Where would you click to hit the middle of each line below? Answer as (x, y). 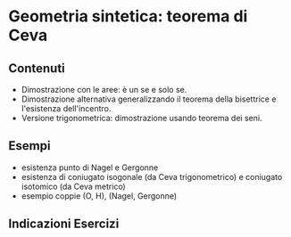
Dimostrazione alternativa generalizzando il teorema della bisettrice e (149, 99)
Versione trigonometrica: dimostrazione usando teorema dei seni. (141, 118)
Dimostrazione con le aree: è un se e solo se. (104, 90)
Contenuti (37, 68)
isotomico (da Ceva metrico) (73, 186)
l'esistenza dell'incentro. (66, 108)
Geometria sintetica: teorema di (128, 16)
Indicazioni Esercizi (64, 224)
